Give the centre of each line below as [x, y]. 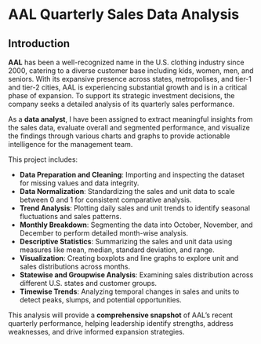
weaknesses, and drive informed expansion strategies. [96, 332]
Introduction [39, 44]
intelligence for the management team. [71, 144]
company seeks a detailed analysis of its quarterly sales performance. [121, 104]
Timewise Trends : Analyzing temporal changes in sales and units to [129, 291]
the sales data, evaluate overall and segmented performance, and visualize [129, 128]
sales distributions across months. [75, 266]
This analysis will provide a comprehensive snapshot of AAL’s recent [121, 315]
